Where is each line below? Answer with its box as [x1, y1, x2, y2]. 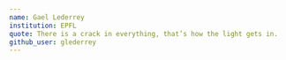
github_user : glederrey [9, 37, 97, 47]
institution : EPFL [9, 21, 77, 30]
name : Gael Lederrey [9, 12, 86, 22]
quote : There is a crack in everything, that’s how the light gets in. [9, 29, 278, 38]
